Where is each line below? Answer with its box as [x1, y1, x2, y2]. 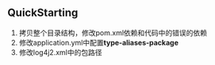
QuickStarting [7, 6, 79, 20]
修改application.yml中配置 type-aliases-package [18, 38, 179, 47]
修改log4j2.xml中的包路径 [18, 47, 102, 57]
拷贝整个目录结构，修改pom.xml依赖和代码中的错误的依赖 [18, 27, 208, 38]
